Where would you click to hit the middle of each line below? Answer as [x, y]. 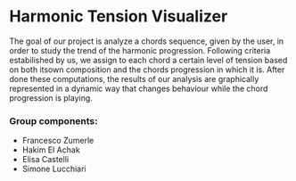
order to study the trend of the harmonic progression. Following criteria [140, 50]
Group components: [53, 120]
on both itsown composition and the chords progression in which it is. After [147, 70]
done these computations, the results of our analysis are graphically [134, 78]
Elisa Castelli [45, 160]
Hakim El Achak [51, 150]
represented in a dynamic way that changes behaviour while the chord [139, 88]
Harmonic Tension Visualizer [119, 16]
